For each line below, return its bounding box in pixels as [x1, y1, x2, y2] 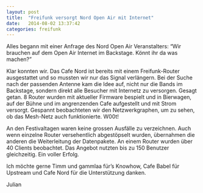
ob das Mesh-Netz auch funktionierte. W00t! [6, 113, 119, 120]
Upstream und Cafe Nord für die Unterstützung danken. [6, 169, 146, 177]
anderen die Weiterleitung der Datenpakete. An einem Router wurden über [6, 138, 193, 145]
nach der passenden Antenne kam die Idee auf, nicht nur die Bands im [6, 81, 183, 88]
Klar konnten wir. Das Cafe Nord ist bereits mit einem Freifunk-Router [6, 68, 180, 75]
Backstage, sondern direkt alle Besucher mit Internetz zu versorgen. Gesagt [6, 87, 197, 95]
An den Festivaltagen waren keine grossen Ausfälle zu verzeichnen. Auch [6, 125, 191, 132]
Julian [6, 181, 22, 188]
